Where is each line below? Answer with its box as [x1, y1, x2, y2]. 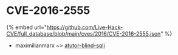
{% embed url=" [6, 24, 47, 31]
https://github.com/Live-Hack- [46, 24, 123, 31]
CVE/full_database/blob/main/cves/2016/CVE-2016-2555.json [6, 30, 161, 37]
